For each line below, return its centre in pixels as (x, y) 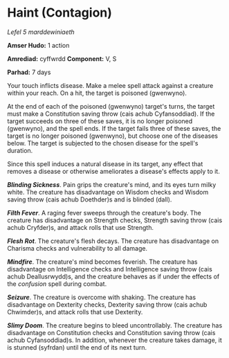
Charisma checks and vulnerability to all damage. (77, 248)
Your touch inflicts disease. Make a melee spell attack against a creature (110, 85)
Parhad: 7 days (29, 72)
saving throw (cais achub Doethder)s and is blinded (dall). (90, 199)
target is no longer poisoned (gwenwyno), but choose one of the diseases (112, 136)
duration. (20, 150)
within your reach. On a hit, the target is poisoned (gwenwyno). (97, 93)
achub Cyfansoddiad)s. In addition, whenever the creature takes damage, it (115, 340)
